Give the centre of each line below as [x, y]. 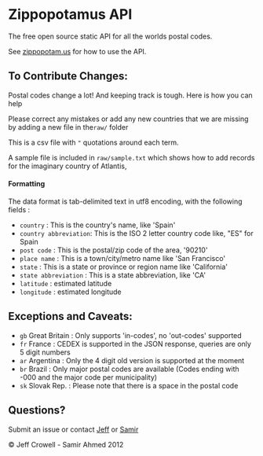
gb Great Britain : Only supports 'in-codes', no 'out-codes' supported [130, 335]
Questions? [37, 410]
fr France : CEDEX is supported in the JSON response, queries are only [135, 344]
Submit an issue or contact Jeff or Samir [73, 429]
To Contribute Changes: [68, 76]
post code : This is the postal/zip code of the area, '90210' [113, 250]
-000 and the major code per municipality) [88, 377]
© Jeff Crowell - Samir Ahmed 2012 [66, 444]
